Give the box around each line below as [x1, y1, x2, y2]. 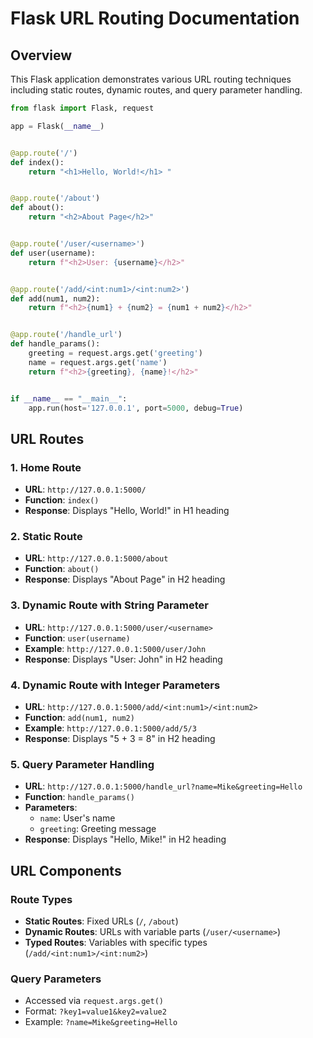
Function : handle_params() [24, 791, 135, 803]
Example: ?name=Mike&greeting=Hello [24, 1016, 178, 1028]
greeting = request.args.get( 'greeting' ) [28, 348, 203, 358]
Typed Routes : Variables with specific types [24, 936, 208, 948]
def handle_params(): [10, 339, 101, 349]
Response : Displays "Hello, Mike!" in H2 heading [24, 833, 227, 846]
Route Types [10, 892, 73, 906]
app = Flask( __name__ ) [10, 121, 105, 131]
